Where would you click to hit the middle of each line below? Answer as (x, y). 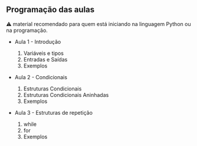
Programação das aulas (50, 10)
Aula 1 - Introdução (38, 41)
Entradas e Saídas (45, 59)
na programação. (27, 30)
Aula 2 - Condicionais (41, 77)
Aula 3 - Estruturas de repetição (54, 112)
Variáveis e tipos (43, 53)
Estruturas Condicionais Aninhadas (66, 95)
